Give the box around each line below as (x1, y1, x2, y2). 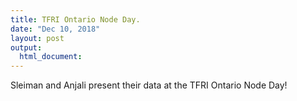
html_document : (19, 52, 83, 62)
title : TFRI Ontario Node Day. (10, 14, 141, 25)
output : (10, 42, 43, 53)
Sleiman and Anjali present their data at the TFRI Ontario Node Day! (10, 79, 288, 91)
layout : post (10, 33, 65, 43)
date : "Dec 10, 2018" (10, 24, 101, 34)
